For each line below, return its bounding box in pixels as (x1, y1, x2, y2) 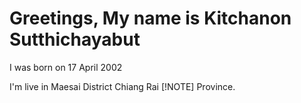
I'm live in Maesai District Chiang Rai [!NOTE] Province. (9, 80, 236, 92)
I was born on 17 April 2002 (9, 61, 123, 73)
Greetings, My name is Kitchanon (9, 7, 292, 30)
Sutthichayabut (9, 28, 141, 51)
